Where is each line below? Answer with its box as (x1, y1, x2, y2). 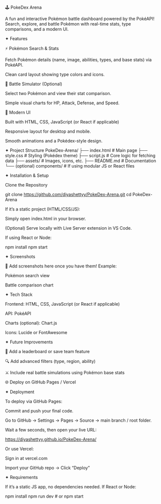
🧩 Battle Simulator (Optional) (5, 81, 63, 87)
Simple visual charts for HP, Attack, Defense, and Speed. (5, 100, 120, 106)
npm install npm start (5, 244, 48, 250)
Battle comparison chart (5, 282, 54, 288)
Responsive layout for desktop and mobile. (5, 128, 92, 134)
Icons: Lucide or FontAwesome (5, 330, 68, 335)
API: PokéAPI (5, 311, 32, 316)
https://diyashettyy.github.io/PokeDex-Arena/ (5, 436, 97, 442)
